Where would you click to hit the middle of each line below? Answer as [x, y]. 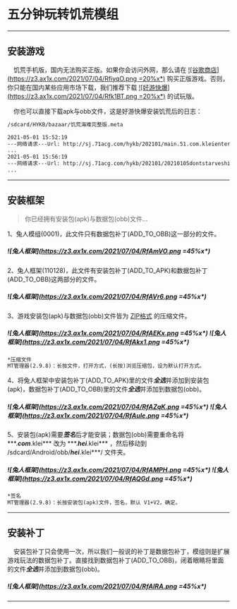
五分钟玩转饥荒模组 [63, 14]
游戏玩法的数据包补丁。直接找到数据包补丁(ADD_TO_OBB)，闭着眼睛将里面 [116, 560]
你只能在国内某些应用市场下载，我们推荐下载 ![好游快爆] [89, 87]
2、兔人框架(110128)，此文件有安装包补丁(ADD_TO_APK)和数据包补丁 [108, 270]
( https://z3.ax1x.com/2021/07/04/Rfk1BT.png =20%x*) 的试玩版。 [103, 96]
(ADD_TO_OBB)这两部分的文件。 [54, 279]
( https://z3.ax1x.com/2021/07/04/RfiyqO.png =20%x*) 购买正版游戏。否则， [118, 78]
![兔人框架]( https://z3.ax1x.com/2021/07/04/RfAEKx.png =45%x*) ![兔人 [117, 333]
